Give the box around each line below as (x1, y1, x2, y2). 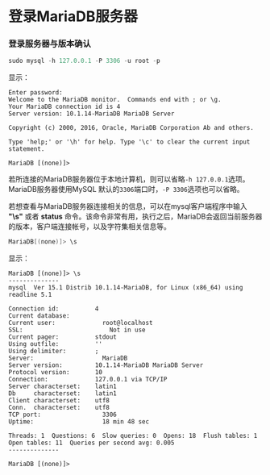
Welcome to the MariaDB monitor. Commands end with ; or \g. (8, 96, 222, 104)
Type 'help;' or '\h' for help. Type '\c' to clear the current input (8, 138, 251, 146)
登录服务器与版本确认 (8, 38, 91, 49)
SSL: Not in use (8, 326, 147, 335)
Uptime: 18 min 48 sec (8, 418, 150, 426)
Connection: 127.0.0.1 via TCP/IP (8, 376, 168, 384)
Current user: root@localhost (8, 319, 153, 327)
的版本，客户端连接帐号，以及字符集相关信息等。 (8, 222, 171, 231)
